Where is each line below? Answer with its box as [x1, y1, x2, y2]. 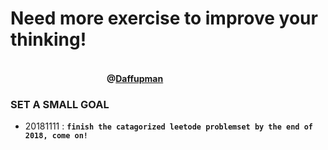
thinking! [10, 28, 87, 51]
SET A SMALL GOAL [10, 97, 110, 111]
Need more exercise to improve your [10, 7, 318, 30]
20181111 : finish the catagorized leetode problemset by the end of [24, 120, 313, 132]
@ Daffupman [106, 72, 164, 84]
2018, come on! [24, 131, 89, 141]
